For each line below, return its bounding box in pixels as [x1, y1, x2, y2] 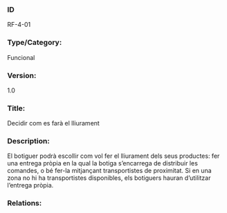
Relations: [7, 199, 42, 208]
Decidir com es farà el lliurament [7, 119, 100, 128]
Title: [7, 103, 26, 113]
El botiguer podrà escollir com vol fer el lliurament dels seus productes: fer [7, 152, 220, 160]
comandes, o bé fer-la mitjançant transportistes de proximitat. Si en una [7, 167, 212, 175]
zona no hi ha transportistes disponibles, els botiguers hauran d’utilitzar [7, 174, 211, 182]
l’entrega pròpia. [7, 181, 54, 190]
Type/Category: [7, 38, 62, 48]
